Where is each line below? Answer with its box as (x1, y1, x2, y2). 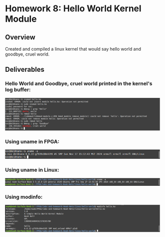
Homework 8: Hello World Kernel (5, 3, 141, 14)
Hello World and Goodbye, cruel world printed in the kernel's (5, 80, 153, 87)
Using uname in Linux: (5, 167, 59, 174)
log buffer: (5, 87, 31, 93)
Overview (5, 33, 36, 41)
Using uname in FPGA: (5, 138, 60, 145)
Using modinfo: (5, 193, 43, 200)
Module (5, 13, 37, 25)
